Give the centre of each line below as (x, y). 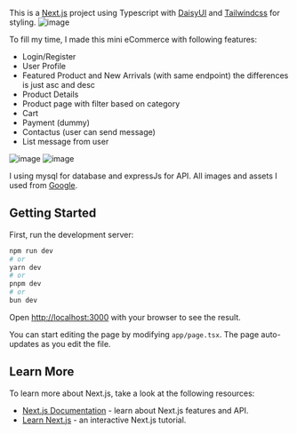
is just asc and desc (59, 85)
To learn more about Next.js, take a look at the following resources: (132, 393)
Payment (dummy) (56, 122)
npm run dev (31, 251)
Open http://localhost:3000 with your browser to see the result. (125, 317)
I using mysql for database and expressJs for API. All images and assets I (143, 176)
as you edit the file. (76, 343)
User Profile (44, 66)
